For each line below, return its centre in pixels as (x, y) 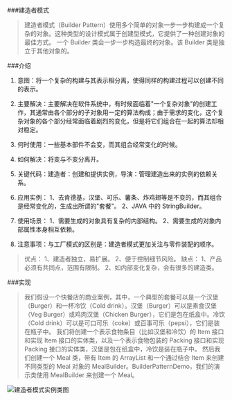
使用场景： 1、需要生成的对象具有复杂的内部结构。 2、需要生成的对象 (116, 221)
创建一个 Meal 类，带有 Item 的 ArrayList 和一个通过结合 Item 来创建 (127, 358)
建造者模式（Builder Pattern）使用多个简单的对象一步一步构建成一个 (121, 25)
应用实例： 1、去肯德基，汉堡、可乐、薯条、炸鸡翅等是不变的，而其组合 (119, 197)
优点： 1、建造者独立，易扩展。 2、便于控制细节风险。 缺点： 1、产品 (123, 259)
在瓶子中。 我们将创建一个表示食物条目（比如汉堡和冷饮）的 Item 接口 (124, 332)
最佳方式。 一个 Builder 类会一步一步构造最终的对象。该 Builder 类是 (121, 42)
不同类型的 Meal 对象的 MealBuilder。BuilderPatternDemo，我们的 (119, 366)
